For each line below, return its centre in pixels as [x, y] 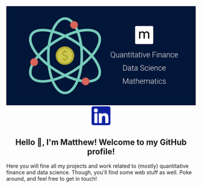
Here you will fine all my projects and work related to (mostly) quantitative [98, 166]
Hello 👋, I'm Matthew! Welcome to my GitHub [101, 142]
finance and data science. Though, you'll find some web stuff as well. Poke [99, 172]
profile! [101, 152]
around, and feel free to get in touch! [52, 179]
